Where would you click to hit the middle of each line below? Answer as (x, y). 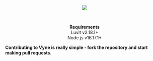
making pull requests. (28, 53)
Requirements (85, 27)
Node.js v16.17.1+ (85, 38)
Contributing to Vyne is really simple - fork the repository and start (76, 47)
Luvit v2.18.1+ (85, 32)
